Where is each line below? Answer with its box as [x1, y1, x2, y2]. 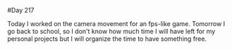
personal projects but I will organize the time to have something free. [7, 35, 207, 43]
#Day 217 [7, 6, 35, 14]
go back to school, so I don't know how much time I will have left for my [7, 27, 216, 35]
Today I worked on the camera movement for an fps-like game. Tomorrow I [7, 20, 226, 27]
